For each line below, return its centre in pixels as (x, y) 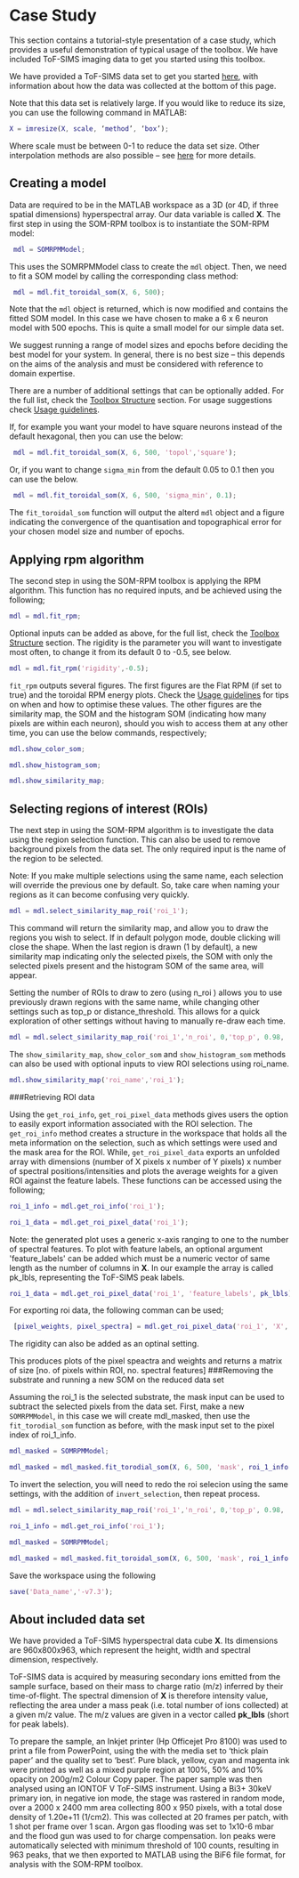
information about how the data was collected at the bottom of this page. (143, 85)
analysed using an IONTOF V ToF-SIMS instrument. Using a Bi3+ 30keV (141, 1789)
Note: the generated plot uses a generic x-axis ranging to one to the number (149, 1239)
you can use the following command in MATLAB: (98, 112)
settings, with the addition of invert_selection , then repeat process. (135, 1493)
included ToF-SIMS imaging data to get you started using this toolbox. (137, 59)
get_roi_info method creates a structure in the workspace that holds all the (148, 1133)
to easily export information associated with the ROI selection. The (131, 1123)
